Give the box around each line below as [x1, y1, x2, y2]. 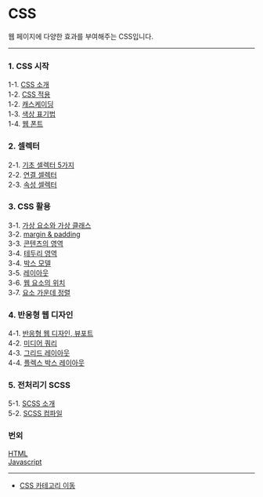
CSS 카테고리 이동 [19, 481, 76, 490]
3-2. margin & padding [8, 229, 81, 239]
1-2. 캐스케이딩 [8, 100, 54, 109]
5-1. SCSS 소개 [8, 399, 56, 408]
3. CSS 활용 [8, 201, 51, 212]
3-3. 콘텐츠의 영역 [8, 239, 64, 248]
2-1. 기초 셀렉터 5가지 [8, 160, 74, 170]
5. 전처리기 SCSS [8, 380, 70, 391]
